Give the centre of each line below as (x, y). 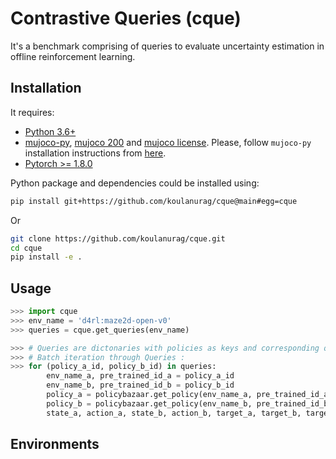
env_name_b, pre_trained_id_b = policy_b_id (140, 385)
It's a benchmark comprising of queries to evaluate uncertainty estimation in (167, 46)
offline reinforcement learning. (73, 56)
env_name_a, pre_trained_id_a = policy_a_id (140, 376)
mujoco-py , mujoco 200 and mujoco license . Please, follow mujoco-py (168, 142)
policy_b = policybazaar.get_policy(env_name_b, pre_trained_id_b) (189, 403)
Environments (55, 444)
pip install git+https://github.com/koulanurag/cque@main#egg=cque (154, 201)
